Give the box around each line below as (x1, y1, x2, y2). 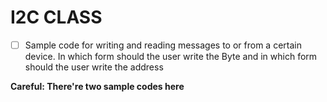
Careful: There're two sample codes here (10, 81, 185, 92)
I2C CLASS (10, 6, 103, 29)
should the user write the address (24, 61, 164, 73)
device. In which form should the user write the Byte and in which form (24, 51, 318, 62)
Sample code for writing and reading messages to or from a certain (24, 39, 302, 51)
